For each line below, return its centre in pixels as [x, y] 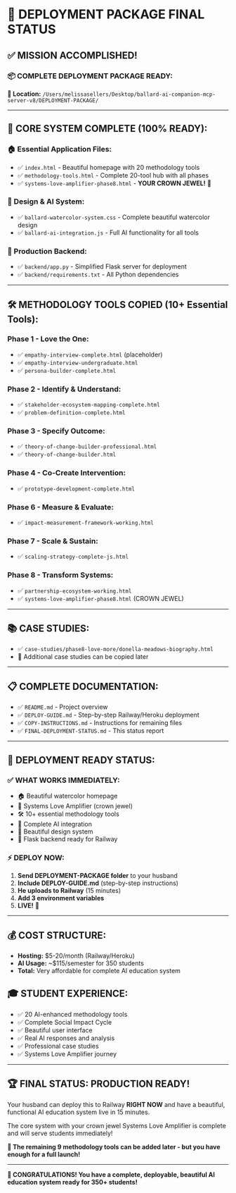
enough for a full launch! [44, 1154]
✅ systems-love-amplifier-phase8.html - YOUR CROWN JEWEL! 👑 [114, 183]
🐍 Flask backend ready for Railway [67, 839]
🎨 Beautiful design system [55, 832]
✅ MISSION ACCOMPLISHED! [73, 55]
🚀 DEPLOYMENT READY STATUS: [81, 760]
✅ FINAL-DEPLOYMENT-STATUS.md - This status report [91, 731]
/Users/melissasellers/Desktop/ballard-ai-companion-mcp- [129, 94]
